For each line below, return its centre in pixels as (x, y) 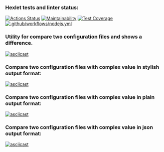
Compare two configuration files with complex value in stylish (82, 67)
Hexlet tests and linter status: (42, 8)
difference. (19, 43)
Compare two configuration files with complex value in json (79, 127)
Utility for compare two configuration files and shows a (74, 37)
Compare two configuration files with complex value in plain (80, 97)
